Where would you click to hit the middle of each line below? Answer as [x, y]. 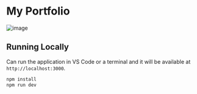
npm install [21, 79]
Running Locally [38, 47]
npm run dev [21, 85]
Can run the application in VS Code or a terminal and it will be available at [99, 61]
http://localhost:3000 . [36, 68]
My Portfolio [38, 11]
